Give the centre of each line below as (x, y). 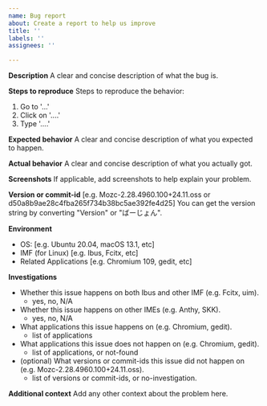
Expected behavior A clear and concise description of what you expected (131, 139)
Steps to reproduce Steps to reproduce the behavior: (96, 91)
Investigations (33, 277)
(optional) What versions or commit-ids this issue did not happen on (132, 361)
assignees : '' (32, 46)
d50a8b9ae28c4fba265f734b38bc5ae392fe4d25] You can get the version (132, 203)
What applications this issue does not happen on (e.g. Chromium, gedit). (140, 344)
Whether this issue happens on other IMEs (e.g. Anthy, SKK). (120, 310)
